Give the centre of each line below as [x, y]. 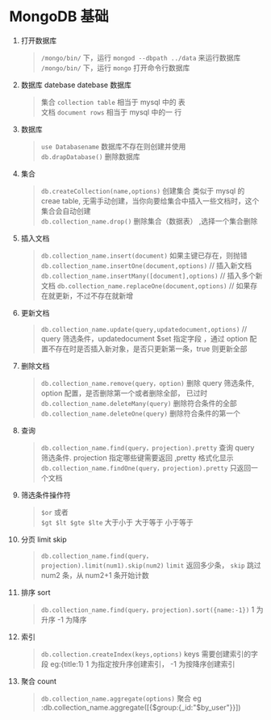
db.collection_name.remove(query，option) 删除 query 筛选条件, [148, 383]
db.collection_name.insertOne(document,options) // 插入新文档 [146, 265]
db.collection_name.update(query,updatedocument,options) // [144, 329]
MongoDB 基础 [59, 17]
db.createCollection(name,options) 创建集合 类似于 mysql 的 [143, 190]
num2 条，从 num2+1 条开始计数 [95, 575]
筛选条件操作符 [46, 495]
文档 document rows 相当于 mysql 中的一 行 [111, 112]
